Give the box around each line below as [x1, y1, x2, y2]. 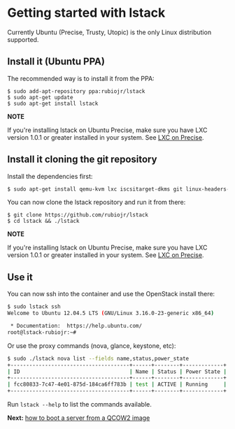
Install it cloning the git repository [7, 154, 157, 166]
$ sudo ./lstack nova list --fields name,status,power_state [7, 355, 190, 362]
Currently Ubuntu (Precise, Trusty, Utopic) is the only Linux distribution [7, 28, 212, 36]
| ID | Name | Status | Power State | [7, 368, 227, 375]
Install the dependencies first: [7, 172, 93, 180]
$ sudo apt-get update [7, 94, 73, 101]
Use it [7, 271, 33, 283]
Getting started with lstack [7, 5, 166, 21]
